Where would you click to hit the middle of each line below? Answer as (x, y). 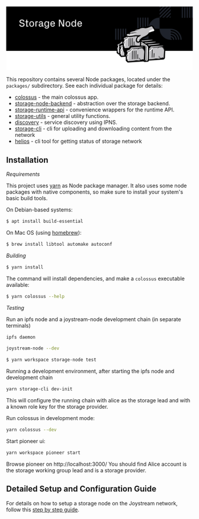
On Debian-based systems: (39, 210)
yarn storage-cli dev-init (39, 389)
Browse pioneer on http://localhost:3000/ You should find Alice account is (97, 464)
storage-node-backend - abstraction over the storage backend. (92, 104)
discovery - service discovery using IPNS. (66, 123)
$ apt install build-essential (45, 222)
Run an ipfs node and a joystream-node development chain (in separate (94, 319)
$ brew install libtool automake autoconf (59, 244)
